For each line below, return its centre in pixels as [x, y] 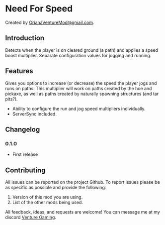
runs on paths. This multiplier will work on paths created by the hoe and [79, 88]
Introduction [25, 38]
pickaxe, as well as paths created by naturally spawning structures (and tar [82, 94]
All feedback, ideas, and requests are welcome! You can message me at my [82, 212]
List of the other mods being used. [48, 203]
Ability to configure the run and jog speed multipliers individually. [79, 109]
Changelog [23, 129]
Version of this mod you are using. [47, 197]
